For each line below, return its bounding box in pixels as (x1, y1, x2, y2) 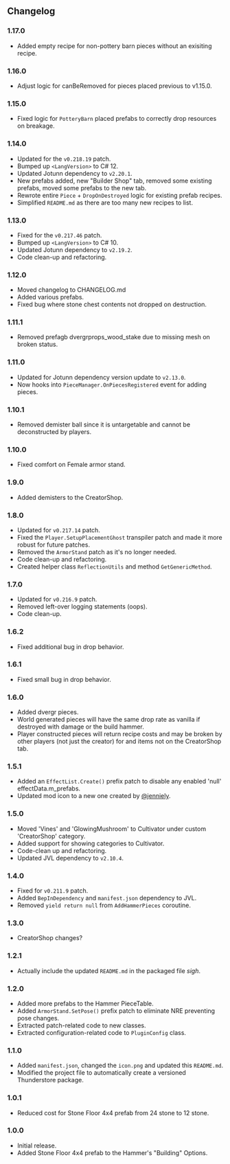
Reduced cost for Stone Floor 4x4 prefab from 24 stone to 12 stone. (16, 1108, 209, 1117)
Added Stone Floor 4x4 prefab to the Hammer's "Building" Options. (16, 1148, 208, 1156)
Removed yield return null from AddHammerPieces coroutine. (16, 901, 191, 909)
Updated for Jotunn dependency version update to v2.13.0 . (16, 373, 186, 381)
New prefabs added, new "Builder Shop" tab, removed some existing (16, 176, 212, 185)
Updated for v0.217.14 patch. (16, 525, 101, 534)
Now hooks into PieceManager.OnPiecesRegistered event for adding (16, 380, 207, 389)
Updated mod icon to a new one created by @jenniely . (16, 792, 171, 800)
